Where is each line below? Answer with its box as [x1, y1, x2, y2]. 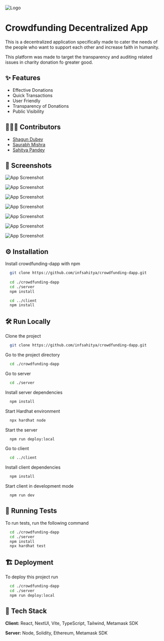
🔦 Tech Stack [5, 607, 47, 615]
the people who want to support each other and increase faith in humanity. [5, 44, 159, 50]
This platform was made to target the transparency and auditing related [5, 54, 153, 60]
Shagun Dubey [12, 136, 44, 142]
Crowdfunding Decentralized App [5, 23, 148, 34]
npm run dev [10, 493, 35, 498]
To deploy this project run [5, 574, 59, 580]
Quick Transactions [12, 92, 53, 98]
